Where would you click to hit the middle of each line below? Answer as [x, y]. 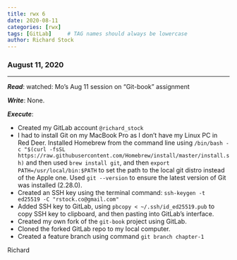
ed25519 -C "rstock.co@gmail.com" [68, 200]
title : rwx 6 [26, 14]
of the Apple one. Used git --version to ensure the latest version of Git [122, 178]
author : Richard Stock [41, 40]
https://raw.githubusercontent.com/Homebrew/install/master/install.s [123, 156]
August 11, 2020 [36, 65]
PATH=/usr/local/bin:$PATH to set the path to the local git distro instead [121, 170]
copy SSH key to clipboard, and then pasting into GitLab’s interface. [116, 214]
